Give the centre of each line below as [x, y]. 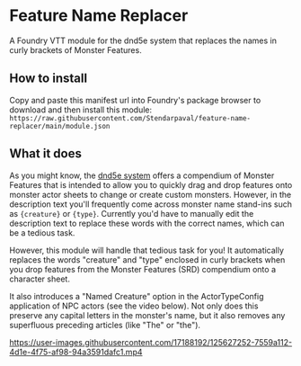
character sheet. [40, 279]
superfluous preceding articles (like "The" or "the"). [105, 325]
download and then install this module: [81, 110]
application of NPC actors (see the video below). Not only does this [134, 306]
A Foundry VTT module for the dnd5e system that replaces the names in [143, 40]
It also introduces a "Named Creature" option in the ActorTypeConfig [137, 296]
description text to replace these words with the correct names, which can [147, 223]
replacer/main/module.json [60, 126]
